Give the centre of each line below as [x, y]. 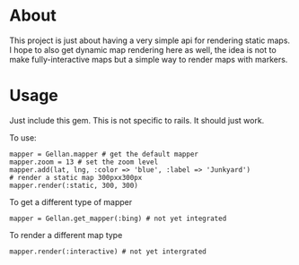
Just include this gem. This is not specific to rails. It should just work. [137, 120]
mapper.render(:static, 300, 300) [74, 185]
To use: [23, 137]
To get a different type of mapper [71, 201]
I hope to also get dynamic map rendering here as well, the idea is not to [143, 49]
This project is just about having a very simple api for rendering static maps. [149, 40]
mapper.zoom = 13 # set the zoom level [84, 162]
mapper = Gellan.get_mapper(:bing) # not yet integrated [118, 218]
